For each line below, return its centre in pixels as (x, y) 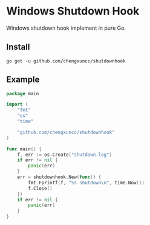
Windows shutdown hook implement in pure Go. (66, 28)
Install (18, 47)
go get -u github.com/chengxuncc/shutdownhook (66, 61)
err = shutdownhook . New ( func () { (59, 177)
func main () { (24, 149)
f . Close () (40, 188)
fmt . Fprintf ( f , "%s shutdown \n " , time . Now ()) (86, 183)
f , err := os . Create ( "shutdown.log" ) (65, 155)
